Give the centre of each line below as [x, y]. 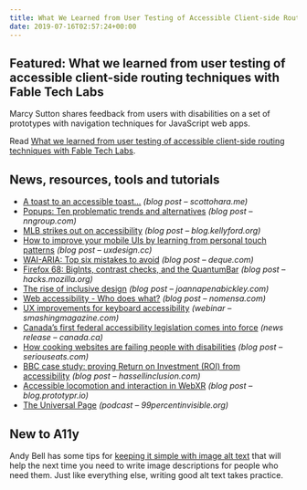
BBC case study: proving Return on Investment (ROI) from [131, 367]
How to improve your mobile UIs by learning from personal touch [144, 240]
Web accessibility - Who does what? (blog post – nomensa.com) [144, 298]
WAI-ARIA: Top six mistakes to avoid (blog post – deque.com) [138, 260]
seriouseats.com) [56, 357]
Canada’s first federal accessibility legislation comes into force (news [153, 328]
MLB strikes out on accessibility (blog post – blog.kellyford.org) [142, 231]
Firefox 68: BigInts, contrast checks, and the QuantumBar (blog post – [154, 269]
